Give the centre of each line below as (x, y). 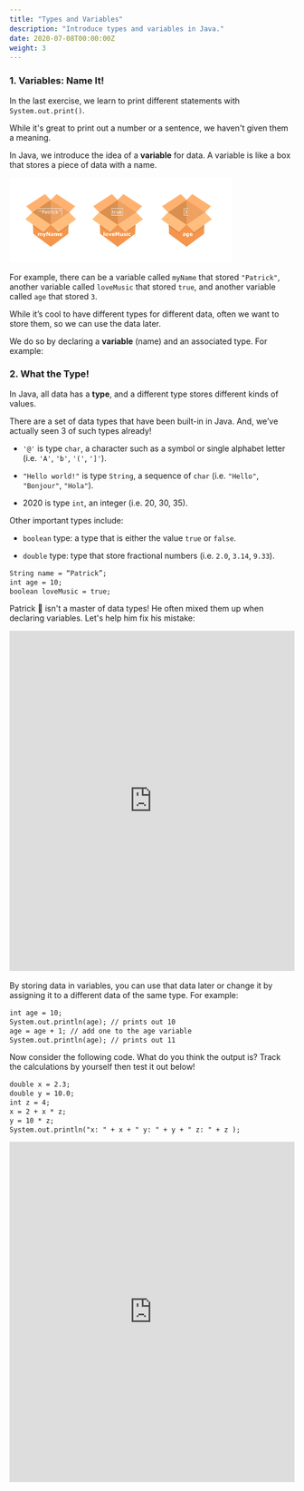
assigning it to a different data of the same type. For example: (124, 995)
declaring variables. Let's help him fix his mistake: (103, 618)
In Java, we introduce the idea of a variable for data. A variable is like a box (150, 155)
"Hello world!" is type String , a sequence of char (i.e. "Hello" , (141, 476)
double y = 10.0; (42, 1094)
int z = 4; (30, 1103)
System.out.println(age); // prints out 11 (93, 1040)
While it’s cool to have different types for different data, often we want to (144, 314)
